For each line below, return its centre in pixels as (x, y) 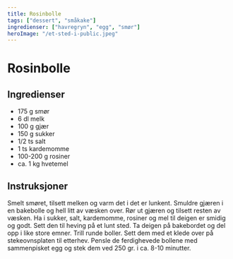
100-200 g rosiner (44, 157)
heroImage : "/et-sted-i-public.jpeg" (63, 34)
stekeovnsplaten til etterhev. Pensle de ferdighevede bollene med (102, 241)
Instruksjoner (38, 186)
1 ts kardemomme (43, 149)
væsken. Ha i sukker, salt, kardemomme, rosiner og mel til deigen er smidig (116, 218)
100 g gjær (33, 126)
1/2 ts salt (31, 141)
